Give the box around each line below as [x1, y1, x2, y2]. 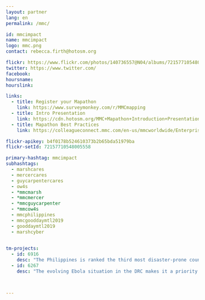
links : [6, 93, 23, 100]
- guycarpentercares [11, 178, 64, 184]
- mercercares [11, 172, 47, 178]
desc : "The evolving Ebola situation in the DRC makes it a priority [17, 268, 198, 274]
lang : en [6, 15, 28, 21]
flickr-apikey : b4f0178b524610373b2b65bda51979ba [6, 138, 135, 144]
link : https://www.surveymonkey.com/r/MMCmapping [17, 104, 146, 111]
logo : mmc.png [6, 43, 42, 49]
